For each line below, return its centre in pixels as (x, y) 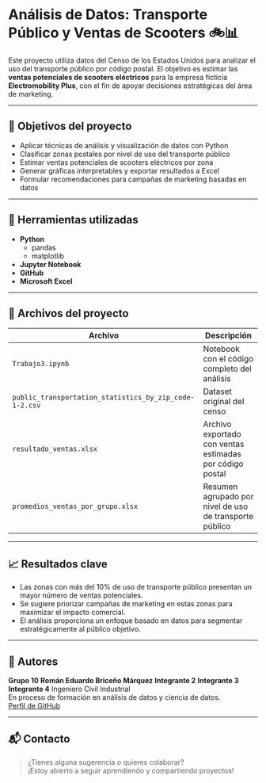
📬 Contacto (39, 739)
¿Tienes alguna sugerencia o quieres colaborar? (106, 762)
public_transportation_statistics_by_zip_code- (104, 397)
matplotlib (48, 256)
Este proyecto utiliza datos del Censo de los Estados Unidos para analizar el (132, 60)
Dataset (217, 391)
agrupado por (228, 497)
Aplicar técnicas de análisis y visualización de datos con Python (124, 145)
